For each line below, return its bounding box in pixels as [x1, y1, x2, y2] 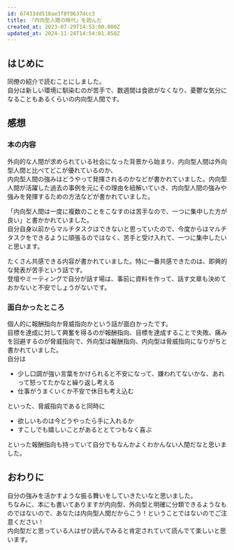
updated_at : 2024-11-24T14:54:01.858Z [7, 29, 120, 37]
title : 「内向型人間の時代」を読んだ [7, 17, 103, 24]
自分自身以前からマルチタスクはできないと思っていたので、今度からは [7, 225, 209, 233]
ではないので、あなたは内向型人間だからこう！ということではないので [13, 509, 215, 517]
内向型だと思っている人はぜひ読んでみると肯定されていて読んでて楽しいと [7, 526, 221, 535]
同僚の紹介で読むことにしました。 [7, 78, 105, 86]
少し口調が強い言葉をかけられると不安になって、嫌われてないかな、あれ [17, 369, 225, 378]
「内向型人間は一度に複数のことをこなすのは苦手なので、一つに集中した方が [7, 207, 228, 216]
